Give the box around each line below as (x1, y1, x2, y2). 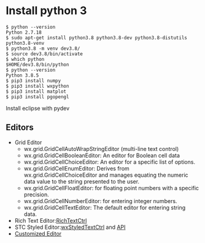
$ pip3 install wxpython (6, 83, 69, 89)
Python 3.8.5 (6, 72, 39, 79)
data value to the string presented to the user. (23, 177, 139, 185)
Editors (6, 122, 34, 133)
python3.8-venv (6, 40, 45, 46)
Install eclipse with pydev (6, 104, 70, 112)
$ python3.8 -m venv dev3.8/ (6, 45, 80, 52)
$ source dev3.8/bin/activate (6, 50, 83, 57)
